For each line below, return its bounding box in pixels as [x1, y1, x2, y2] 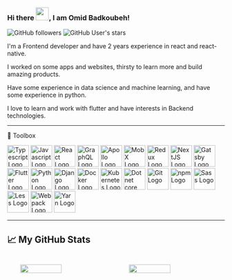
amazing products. [7, 70, 61, 79]
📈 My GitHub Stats [7, 234, 91, 245]
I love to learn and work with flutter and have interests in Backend [7, 104, 194, 113]
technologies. [7, 111, 46, 120]
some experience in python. [7, 91, 87, 100]
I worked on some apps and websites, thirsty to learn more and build [7, 63, 202, 71]
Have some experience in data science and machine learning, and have [7, 84, 211, 92]
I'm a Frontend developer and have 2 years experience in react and [7, 42, 198, 50]
